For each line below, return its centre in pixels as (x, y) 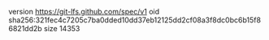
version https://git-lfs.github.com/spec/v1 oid (84, 12)
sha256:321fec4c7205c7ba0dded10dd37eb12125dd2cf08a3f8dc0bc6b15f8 (135, 20)
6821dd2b (25, 28)
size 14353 (62, 28)
